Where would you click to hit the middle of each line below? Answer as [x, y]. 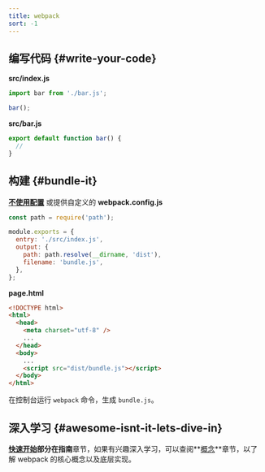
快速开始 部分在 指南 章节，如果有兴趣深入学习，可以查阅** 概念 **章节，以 [130, 448]
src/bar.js [25, 123]
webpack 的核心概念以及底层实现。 [77, 459]
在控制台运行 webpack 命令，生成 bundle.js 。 [83, 400]
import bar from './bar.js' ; [58, 93]
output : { [32, 247]
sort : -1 [23, 24]
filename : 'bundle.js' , [63, 262]
